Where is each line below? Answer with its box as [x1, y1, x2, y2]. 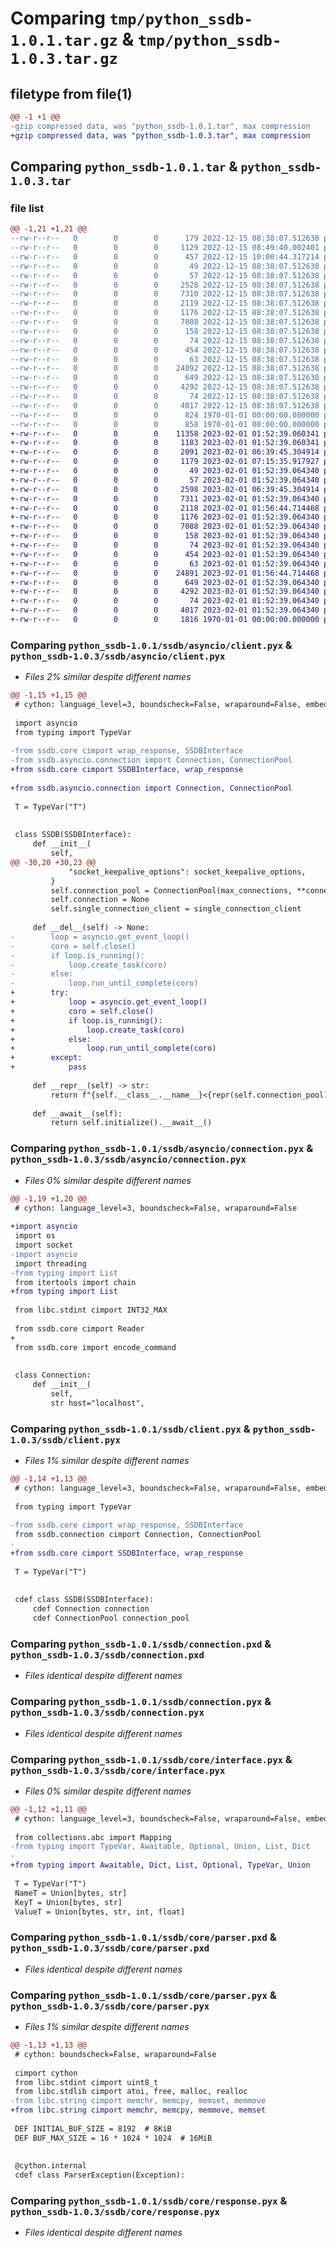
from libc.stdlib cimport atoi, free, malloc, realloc [14, 2087, 248, 2097]
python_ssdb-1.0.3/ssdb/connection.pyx [10, 1707, 205, 1719]
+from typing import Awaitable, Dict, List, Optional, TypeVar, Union [10, 1860, 311, 1871]
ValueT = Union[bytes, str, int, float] [14, 1907, 186, 1917]
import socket [14, 1240, 74, 1251]
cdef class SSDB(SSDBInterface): [14, 1595, 155, 1605]
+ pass [10, 1062, 87, 1072]
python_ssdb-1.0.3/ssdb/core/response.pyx [10, 2207, 220, 2218]
